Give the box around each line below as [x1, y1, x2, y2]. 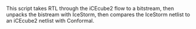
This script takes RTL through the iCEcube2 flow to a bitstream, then [6, 5, 175, 12]
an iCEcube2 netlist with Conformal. [6, 17, 95, 24]
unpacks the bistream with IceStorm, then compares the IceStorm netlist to [6, 11, 191, 18]
